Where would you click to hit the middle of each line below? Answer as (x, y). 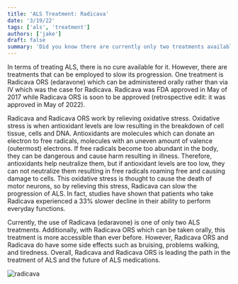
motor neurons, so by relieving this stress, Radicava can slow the (102, 186)
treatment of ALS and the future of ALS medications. (84, 260)
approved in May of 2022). (46, 104)
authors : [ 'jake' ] (34, 34)
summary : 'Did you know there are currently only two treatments (106, 47)
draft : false (27, 40)
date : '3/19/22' (31, 21)
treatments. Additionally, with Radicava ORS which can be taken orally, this (116, 230)
